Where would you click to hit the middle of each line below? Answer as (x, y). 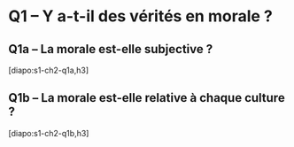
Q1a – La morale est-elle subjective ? (111, 49)
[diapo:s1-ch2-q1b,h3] (49, 133)
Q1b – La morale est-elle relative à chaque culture (147, 98)
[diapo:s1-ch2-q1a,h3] (49, 70)
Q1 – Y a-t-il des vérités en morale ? (141, 16)
